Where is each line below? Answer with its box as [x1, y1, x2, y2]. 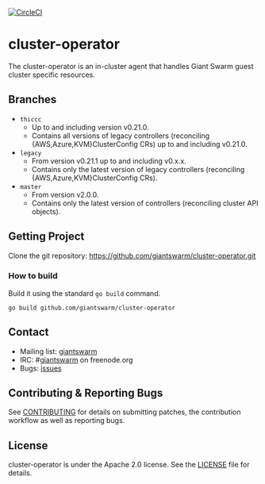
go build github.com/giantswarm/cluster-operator [8, 304, 176, 312]
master [19, 182, 42, 190]
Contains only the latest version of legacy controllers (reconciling [31, 164, 245, 174]
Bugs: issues [19, 363, 62, 373]
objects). [31, 206, 61, 216]
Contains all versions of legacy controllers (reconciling [31, 131, 210, 140]
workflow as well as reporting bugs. [8, 416, 125, 425]
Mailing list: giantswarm [19, 346, 98, 356]
